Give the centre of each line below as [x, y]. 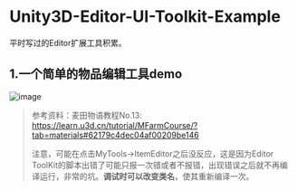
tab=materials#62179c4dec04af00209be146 [115, 135]
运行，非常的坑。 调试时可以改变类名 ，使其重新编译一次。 [147, 176]
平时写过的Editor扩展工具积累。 [68, 43]
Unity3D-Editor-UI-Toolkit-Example [145, 17]
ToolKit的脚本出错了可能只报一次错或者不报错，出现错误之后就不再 [156, 165]
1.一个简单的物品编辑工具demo [96, 74]
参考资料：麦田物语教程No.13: [86, 115]
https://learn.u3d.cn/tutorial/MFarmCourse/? [115, 125]
